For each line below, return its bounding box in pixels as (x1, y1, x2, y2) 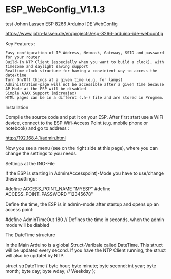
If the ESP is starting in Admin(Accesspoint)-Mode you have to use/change (5, 170, 164, 176)
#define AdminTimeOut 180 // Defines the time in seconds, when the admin (5, 216, 164, 223)
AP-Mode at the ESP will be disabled (5, 86, 86, 91)
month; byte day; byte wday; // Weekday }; (5, 268, 96, 274)
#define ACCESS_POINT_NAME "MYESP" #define (5, 186, 111, 192)
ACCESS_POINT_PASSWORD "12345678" (5, 191, 93, 197)
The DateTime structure (5, 232, 55, 238)
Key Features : (5, 40, 36, 47)
